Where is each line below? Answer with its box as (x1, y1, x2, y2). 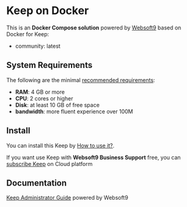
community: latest (15, 42, 61, 50)
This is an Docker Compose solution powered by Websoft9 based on (6, 24, 182, 31)
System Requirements (6, 60, 93, 70)
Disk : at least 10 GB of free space (15, 101, 100, 108)
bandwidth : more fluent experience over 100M (15, 108, 133, 115)
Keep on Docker (6, 4, 89, 18)
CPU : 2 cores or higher (15, 94, 73, 102)
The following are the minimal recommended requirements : (6, 76, 155, 83)
